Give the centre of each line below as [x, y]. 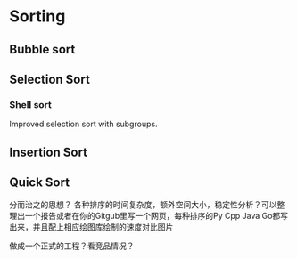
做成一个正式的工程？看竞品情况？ [72, 246]
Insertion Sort [48, 152]
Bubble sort [42, 49]
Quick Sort [39, 183]
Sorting [37, 16]
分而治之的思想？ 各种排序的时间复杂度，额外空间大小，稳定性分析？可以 [143, 205]
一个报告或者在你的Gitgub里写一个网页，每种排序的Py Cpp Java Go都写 [156, 216]
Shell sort [30, 104]
